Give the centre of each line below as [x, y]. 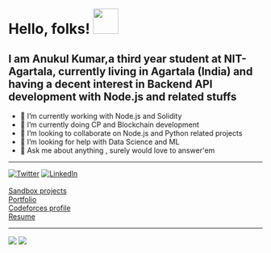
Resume [22, 217]
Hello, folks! [49, 29]
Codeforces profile [40, 208]
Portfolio [23, 199]
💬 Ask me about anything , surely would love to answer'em [117, 150]
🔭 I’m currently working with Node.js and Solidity [101, 116]
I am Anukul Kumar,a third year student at [115, 59]
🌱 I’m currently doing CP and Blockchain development [110, 124]
